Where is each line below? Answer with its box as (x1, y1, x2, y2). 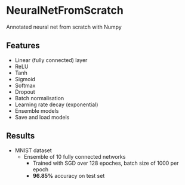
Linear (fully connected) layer (14, 56, 88, 63)
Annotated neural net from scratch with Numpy (6, 23, 122, 30)
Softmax (14, 82, 36, 89)
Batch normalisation (14, 94, 64, 101)
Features (6, 41, 40, 51)
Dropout (14, 88, 36, 95)
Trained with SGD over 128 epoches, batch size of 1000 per (32, 159, 179, 166)
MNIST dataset (14, 147, 52, 154)
